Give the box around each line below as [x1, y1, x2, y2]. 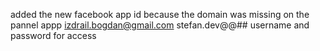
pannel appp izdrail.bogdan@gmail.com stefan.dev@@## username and [10, 19, 310, 31]
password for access [10, 30, 97, 41]
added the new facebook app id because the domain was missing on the [10, 9, 310, 20]
